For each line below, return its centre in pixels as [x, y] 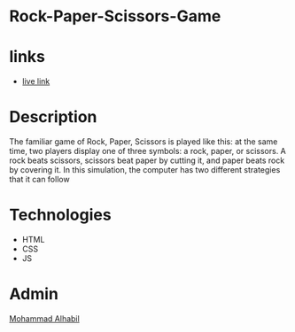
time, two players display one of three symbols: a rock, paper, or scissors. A [147, 151]
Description [53, 117]
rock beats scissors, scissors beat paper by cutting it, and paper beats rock [147, 160]
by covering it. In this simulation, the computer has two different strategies [145, 170]
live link [36, 81]
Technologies [61, 215]
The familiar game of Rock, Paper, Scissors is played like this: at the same [144, 142]
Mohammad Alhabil [44, 318]
